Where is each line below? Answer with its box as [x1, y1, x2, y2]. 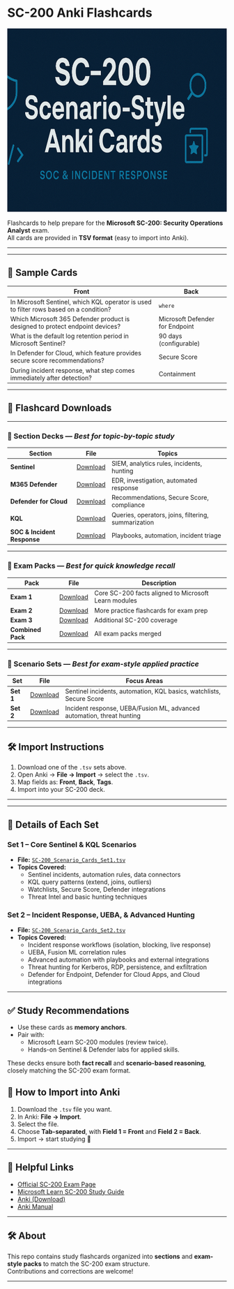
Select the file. [17, 1119, 59, 1128]
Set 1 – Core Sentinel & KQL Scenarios [7, 839, 137, 849]
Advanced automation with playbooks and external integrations [27, 955, 210, 964]
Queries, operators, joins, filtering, [111, 510, 209, 519]
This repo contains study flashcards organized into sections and [7, 1252, 193, 1260]
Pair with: [17, 1031, 45, 1039]
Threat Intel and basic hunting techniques [27, 892, 148, 901]
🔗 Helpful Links [7, 1161, 75, 1174]
